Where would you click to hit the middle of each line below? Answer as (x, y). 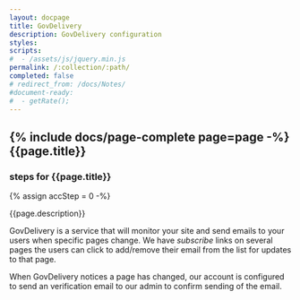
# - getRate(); (39, 101)
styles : (24, 43)
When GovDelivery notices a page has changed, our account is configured (147, 277)
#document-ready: (42, 92)
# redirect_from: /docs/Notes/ (68, 84)
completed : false (42, 76)
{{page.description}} (47, 214)
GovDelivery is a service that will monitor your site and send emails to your (147, 231)
